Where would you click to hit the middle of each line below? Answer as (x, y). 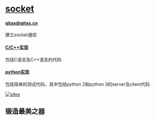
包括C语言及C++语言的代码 (33, 59)
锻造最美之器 (25, 111)
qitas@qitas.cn (22, 23)
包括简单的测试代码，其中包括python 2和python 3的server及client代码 (77, 84)
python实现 (17, 72)
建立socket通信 (21, 35)
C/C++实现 (17, 47)
